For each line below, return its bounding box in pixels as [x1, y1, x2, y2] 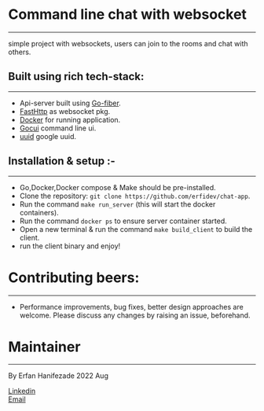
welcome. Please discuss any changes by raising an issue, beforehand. [19, 310, 251, 320]
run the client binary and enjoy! [19, 241, 121, 251]
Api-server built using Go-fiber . [19, 98, 122, 108]
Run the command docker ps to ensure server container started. [19, 216, 228, 226]
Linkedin [8, 387, 36, 396]
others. [8, 47, 31, 57]
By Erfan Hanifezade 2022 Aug [8, 371, 108, 380]
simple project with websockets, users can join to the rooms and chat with [8, 39, 249, 48]
